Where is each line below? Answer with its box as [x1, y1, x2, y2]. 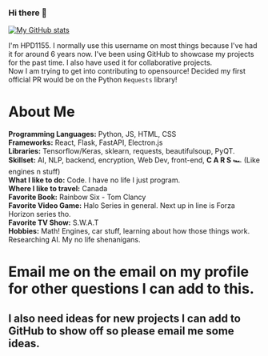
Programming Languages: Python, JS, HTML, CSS [8, 130, 177, 139]
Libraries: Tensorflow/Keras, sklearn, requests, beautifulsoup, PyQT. [8, 146, 235, 156]
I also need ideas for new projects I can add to [8, 311, 242, 325]
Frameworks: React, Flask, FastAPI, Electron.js [8, 138, 163, 147]
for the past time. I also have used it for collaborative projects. [8, 58, 213, 67]
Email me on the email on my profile [8, 263, 250, 281]
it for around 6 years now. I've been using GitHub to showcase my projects [8, 50, 254, 59]
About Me [8, 103, 75, 121]
